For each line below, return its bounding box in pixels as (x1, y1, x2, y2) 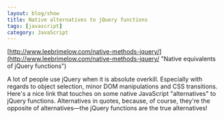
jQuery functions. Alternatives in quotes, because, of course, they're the (7, 97, 210, 105)
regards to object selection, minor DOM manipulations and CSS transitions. (7, 82, 218, 90)
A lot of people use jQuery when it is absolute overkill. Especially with (7, 75, 203, 84)
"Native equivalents (160, 55, 216, 63)
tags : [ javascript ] (7, 22, 63, 29)
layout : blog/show (7, 10, 59, 17)
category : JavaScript (7, 29, 69, 36)
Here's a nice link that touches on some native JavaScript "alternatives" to (7, 90, 216, 98)
